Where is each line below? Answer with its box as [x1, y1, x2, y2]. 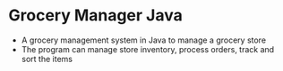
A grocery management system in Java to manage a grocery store [21, 35, 266, 45]
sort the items [21, 53, 73, 64]
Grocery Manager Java [8, 5, 183, 26]
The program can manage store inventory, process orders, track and [21, 43, 275, 54]
